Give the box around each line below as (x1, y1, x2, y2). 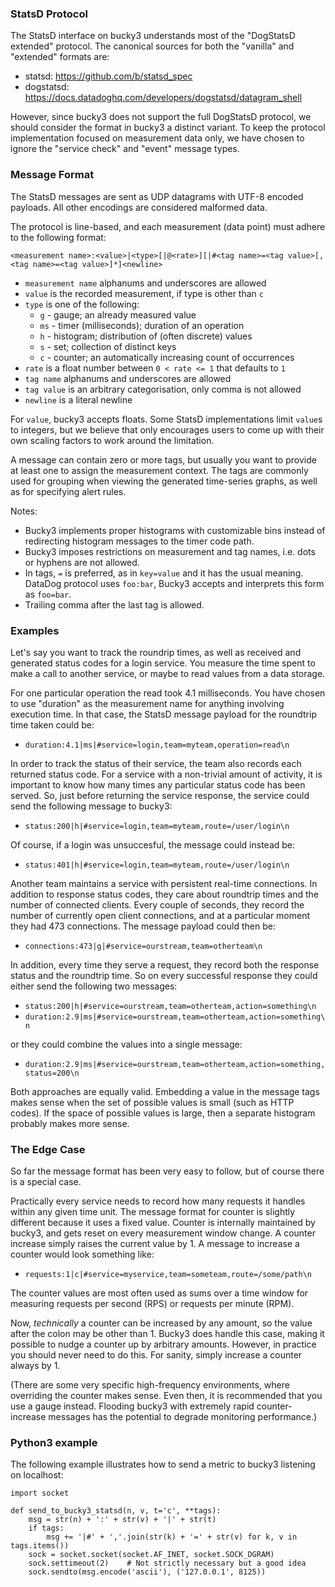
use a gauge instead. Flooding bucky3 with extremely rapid (10, 1400, 255, 1412)
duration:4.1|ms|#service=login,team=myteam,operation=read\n (24, 740, 290, 750)
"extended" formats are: (10, 51, 110, 63)
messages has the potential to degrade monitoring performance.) (48, 1411, 318, 1423)
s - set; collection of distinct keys (39, 340, 177, 352)
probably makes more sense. (10, 1117, 130, 1129)
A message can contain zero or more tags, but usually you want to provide (10, 453, 317, 466)
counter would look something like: (10, 1248, 155, 1261)
